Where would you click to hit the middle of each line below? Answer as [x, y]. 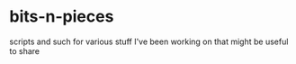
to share [25, 50]
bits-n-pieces [62, 17]
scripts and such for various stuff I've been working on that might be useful [149, 41]
